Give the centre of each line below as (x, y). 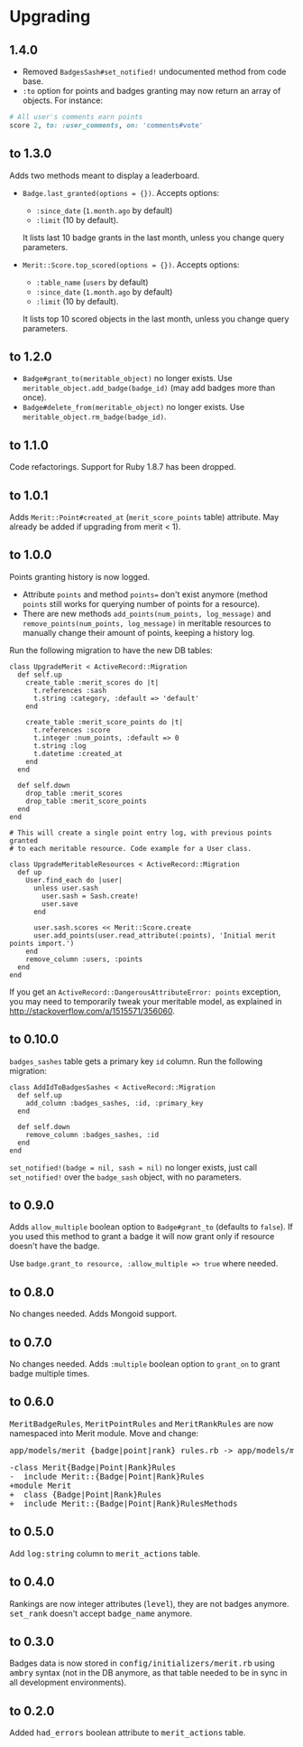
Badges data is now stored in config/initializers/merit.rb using (142, 1663)
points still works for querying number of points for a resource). (141, 603)
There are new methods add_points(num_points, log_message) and (147, 613)
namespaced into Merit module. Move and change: (104, 1433)
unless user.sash (66, 888)
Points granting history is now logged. (80, 576)
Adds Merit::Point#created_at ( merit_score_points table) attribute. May (144, 517)
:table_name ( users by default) (92, 282)
